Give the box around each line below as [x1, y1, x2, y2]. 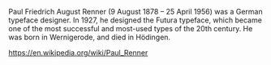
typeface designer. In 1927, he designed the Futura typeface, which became [8, 15, 262, 25]
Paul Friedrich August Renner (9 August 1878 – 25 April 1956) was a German [8, 7, 263, 16]
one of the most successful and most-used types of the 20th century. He [8, 24, 253, 33]
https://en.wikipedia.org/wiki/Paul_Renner [8, 48, 148, 57]
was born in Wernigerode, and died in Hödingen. [8, 32, 171, 42]
